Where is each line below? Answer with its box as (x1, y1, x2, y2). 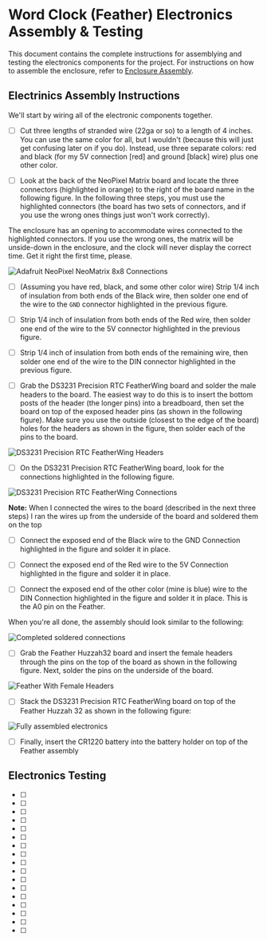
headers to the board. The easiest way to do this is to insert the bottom (19, 389, 253, 400)
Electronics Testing (8, 769, 107, 782)
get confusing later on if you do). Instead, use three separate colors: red (19, 143, 257, 152)
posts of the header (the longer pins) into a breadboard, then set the (19, 398, 245, 408)
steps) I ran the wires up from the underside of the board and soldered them (8, 512, 259, 521)
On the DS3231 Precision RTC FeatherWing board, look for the (19, 463, 225, 472)
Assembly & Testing (8, 22, 143, 41)
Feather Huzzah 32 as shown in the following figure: (19, 706, 191, 715)
